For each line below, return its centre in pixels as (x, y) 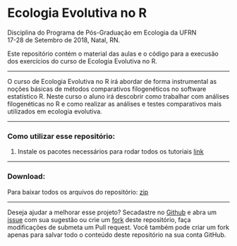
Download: (26, 176)
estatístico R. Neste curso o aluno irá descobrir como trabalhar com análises (118, 96)
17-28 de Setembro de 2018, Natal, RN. (64, 39)
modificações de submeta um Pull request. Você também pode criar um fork (118, 227)
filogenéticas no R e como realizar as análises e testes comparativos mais (115, 104)
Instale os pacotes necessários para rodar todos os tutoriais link (110, 152)
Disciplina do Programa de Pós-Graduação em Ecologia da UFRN (102, 32)
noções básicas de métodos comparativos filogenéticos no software (107, 89)
